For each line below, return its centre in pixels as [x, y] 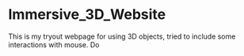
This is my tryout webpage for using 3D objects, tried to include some [122, 36]
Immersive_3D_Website [87, 15]
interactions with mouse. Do [54, 44]
